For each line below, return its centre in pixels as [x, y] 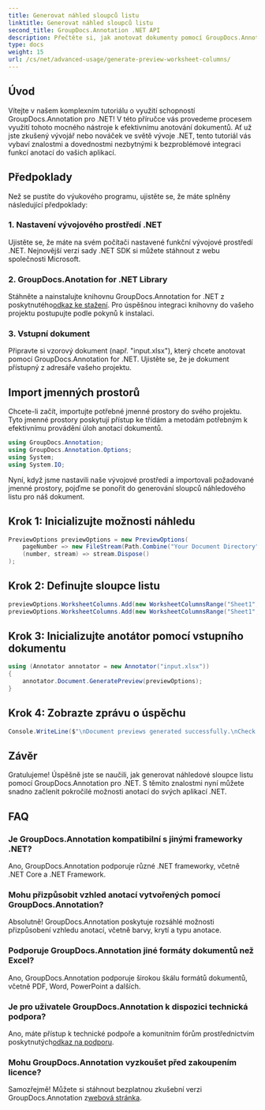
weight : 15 [26, 52]
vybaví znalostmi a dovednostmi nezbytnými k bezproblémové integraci [125, 144]
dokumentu [37, 648]
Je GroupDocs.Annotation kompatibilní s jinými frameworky [125, 839]
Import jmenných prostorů [74, 392]
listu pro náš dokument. [47, 496]
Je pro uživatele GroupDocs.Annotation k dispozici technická [128, 1007]
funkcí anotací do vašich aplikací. [62, 152]
